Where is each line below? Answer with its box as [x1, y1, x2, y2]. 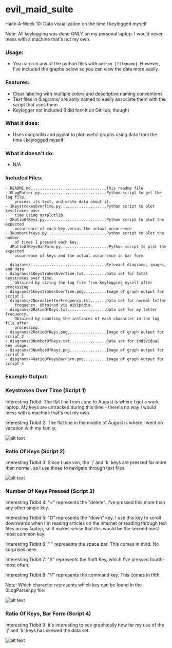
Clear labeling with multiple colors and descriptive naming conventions [12, 90, 163, 97]
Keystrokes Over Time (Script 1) [5, 387, 86, 394]
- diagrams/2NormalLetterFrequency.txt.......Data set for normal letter [5, 298, 167, 304]
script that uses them [12, 101, 58, 107]
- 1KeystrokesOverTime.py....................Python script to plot [5, 204, 155, 209]
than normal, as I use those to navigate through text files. [5, 465, 126, 471]
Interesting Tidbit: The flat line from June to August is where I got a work [5, 398, 159, 404]
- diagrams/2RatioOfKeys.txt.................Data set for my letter [5, 307, 158, 312]
